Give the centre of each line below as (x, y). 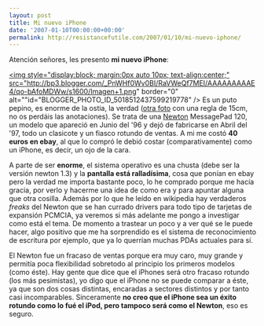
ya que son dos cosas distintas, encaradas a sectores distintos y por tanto (129, 289)
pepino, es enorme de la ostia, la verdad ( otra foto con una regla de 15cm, (128, 108)
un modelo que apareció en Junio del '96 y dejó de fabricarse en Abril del (128, 125)
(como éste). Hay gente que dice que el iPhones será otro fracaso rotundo (129, 273)
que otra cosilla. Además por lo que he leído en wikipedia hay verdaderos (128, 199)
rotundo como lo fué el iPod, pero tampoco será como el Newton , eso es (128, 306)
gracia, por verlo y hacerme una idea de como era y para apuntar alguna (126, 190)
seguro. (21, 314)
